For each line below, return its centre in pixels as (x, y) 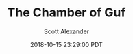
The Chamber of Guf (66, 13)
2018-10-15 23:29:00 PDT (66, 44)
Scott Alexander (66, 31)
